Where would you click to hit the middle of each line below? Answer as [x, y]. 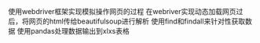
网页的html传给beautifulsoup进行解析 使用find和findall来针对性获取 [137, 21]
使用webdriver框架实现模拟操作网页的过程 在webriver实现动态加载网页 [123, 11]
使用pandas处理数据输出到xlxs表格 [73, 31]
